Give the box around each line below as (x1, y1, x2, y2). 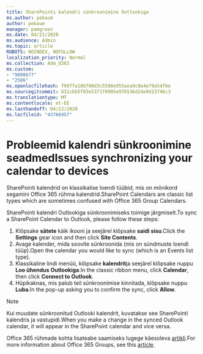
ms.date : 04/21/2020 (6, 32, 59, 38)
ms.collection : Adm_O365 (6, 60, 70, 66)
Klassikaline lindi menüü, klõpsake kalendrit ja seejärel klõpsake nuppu (15, 260, 194, 267)
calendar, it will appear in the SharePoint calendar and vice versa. (6, 323, 171, 330)
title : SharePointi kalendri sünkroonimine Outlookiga (6, 9, 149, 15)
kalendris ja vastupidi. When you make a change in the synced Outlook (6, 316, 183, 323)
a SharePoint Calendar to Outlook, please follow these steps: (6, 216, 159, 223)
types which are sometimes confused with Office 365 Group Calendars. (6, 197, 188, 205)
